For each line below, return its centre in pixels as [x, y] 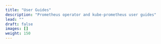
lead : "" [15, 19]
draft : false [19, 24]
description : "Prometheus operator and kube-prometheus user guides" [81, 15]
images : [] [17, 29]
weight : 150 [18, 33]
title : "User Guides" [28, 10]
